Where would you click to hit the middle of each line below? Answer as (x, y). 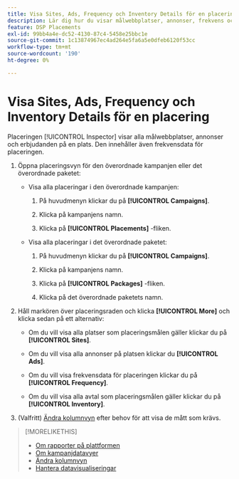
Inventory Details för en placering (108, 116)
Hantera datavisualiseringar (76, 468)
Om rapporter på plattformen (78, 445)
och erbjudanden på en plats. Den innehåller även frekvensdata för (105, 144)
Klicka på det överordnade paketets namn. (101, 297)
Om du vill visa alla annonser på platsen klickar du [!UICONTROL (123, 354)
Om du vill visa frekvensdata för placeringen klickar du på (113, 375)
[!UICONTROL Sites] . (59, 339)
